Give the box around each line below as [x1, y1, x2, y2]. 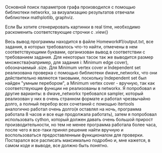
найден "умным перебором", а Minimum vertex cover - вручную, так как [5, 80, 155, 86]
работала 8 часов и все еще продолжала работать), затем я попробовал [5, 111, 157, 117]
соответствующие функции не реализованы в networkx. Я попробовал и [5, 86, 156, 91]
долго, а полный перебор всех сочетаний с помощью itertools [5, 101, 135, 107]
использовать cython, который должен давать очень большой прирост [5, 117, 153, 122]
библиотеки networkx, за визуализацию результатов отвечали [5, 9, 135, 15]
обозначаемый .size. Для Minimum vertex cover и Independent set [5, 65, 141, 70]
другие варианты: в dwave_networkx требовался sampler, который [5, 90, 144, 96]
